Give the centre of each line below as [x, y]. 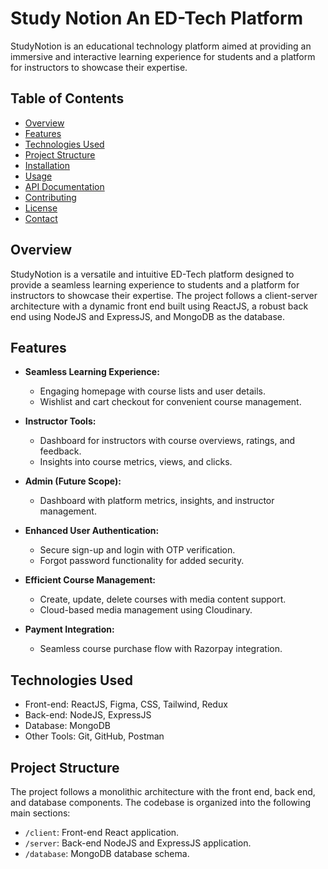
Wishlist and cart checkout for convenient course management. [170, 402]
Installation [47, 165]
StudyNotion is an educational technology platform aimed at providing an [161, 46]
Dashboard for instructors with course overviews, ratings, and [167, 441]
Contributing [50, 197]
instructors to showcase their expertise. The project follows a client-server [164, 295]
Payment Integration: [69, 629]
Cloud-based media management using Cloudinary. [146, 610]
